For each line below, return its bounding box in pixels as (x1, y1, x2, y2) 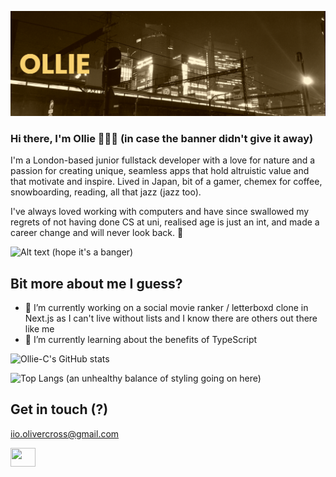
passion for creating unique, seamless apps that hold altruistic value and (10, 165, 310, 177)
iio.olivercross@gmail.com (10, 427, 120, 440)
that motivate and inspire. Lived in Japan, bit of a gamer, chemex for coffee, (10, 176, 323, 188)
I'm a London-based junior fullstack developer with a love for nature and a (10, 154, 316, 166)
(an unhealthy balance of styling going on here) (65, 372, 262, 384)
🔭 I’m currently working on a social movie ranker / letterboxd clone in (24, 301, 309, 313)
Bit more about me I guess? (10, 275, 183, 292)
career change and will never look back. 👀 (10, 227, 184, 239)
